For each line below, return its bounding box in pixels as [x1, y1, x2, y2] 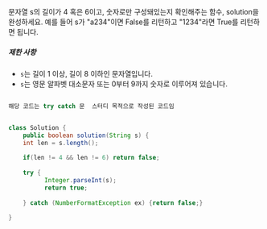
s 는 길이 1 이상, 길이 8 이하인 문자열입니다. [19, 69, 154, 78]
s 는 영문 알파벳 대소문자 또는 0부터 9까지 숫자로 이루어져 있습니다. [19, 79, 228, 89]
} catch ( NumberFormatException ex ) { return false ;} [23, 198, 203, 207]
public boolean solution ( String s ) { [23, 131, 150, 139]
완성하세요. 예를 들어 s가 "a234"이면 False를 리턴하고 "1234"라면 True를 [8, 17, 239, 27]
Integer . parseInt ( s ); [43, 176, 117, 184]
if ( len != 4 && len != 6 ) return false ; [23, 154, 160, 162]
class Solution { [8, 123, 67, 131]
